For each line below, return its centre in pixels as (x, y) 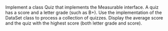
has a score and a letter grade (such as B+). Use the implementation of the (83, 12)
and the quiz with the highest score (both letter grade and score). (74, 23)
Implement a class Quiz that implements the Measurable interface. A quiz (82, 7)
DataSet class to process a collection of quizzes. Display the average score (84, 18)
